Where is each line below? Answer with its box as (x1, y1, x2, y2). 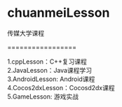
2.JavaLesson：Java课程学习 (7, 66, 93, 74)
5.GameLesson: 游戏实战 (7, 92, 79, 101)
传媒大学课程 (7, 29, 44, 37)
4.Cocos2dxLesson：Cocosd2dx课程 (7, 83, 116, 92)
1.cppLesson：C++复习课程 (7, 57, 88, 66)
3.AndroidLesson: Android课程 (7, 75, 95, 83)
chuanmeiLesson (7, 5, 110, 21)
